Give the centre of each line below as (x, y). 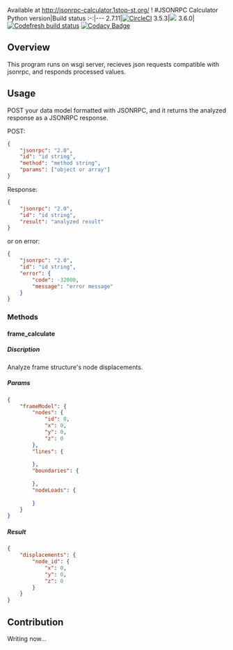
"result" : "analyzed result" (62, 222)
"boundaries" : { (56, 471)
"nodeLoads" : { (54, 490)
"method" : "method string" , (60, 163)
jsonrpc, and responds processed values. (67, 72)
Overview (29, 48)
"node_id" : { (51, 562)
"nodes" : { (48, 413)
